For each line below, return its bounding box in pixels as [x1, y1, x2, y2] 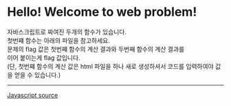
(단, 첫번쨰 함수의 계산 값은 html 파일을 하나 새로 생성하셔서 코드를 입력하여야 [7, 62, 214, 70]
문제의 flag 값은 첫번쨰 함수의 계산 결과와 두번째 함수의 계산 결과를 [7, 45, 185, 53]
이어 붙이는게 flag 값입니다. [7, 53, 80, 62]
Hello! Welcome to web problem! [7, 4, 197, 20]
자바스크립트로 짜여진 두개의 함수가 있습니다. [7, 28, 127, 36]
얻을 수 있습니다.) [14, 70, 60, 79]
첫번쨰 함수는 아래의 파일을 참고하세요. [7, 36, 110, 45]
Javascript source [7, 91, 58, 99]
